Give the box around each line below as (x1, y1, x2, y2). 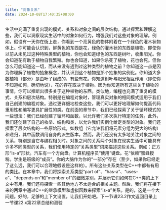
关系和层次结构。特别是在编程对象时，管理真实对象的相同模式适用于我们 (13, 94, 161, 100)
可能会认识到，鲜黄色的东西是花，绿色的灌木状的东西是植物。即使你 (22, 45, 161, 51)
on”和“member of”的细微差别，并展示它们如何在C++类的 (34, 174, 151, 181)
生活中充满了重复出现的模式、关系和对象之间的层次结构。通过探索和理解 (5, 26, 152, 32)
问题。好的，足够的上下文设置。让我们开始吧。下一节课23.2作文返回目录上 (5, 193, 157, 199)
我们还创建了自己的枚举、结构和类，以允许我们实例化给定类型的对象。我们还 (5, 119, 161, 125)
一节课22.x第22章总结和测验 (5, 199, 63, 206)
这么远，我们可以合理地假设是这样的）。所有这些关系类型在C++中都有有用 (9, 162, 159, 168)
